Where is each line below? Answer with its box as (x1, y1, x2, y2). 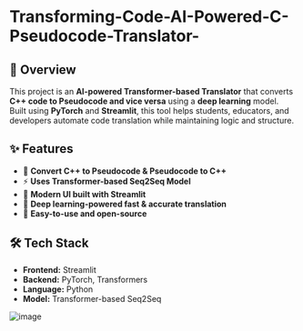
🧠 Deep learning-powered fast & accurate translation (22, 198, 227, 209)
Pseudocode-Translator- (9, 25, 200, 46)
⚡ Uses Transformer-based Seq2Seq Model (22, 176, 191, 186)
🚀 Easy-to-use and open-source (22, 207, 147, 219)
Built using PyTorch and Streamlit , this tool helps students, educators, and (9, 105, 289, 115)
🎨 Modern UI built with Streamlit (22, 188, 146, 199)
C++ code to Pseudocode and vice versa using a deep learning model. (9, 95, 279, 106)
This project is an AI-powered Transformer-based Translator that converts (9, 86, 294, 96)
